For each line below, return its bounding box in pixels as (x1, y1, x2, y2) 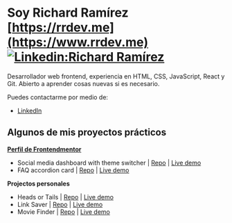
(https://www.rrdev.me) (7, 35, 149, 50)
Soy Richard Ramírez (7, 5, 130, 21)
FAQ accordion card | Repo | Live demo (17, 165, 130, 174)
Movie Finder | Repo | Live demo (17, 207, 111, 216)
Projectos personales (7, 179, 71, 188)
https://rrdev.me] (12, 19, 114, 35)
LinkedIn (17, 106, 42, 115)
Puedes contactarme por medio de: (7, 92, 109, 101)
